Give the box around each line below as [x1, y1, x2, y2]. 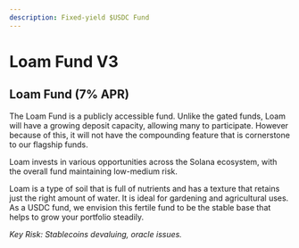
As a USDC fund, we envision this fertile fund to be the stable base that [9, 202, 271, 212]
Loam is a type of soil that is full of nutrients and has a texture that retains [9, 183, 280, 194]
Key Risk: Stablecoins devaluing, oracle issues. [9, 228, 183, 239]
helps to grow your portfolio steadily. [9, 211, 145, 222]
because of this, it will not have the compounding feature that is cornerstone [9, 129, 290, 140]
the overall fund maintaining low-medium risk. [9, 166, 179, 177]
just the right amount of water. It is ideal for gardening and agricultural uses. [9, 193, 289, 203]
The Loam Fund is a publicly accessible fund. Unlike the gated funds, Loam [9, 111, 286, 121]
